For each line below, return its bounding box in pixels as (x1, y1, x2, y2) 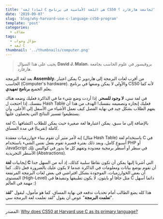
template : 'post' (5, 20, 41, 26)
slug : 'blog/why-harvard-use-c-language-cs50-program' (5, 16, 119, 21)
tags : (5, 34, 16, 39)
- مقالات (10, 30, 26, 34)
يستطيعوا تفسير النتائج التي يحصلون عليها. (5, 110, 80, 116)
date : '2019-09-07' (5, 12, 45, 16)
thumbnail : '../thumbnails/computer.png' (5, 47, 90, 52)
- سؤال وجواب (10, 39, 36, 44)
